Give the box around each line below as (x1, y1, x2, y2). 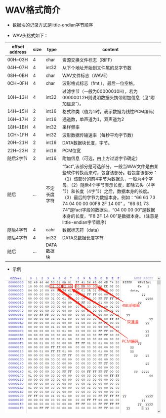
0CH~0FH (7, 80, 28, 86)
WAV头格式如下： (12, 32, 48, 38)
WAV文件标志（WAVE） (62, 72, 111, 78)
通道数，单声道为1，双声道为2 (62, 116, 124, 122)
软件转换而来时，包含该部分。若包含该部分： (66, 169, 158, 175)
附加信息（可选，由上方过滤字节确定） (62, 155, 141, 161)
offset (11, 44, 25, 50)
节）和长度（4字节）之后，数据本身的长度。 (62, 188, 152, 194)
